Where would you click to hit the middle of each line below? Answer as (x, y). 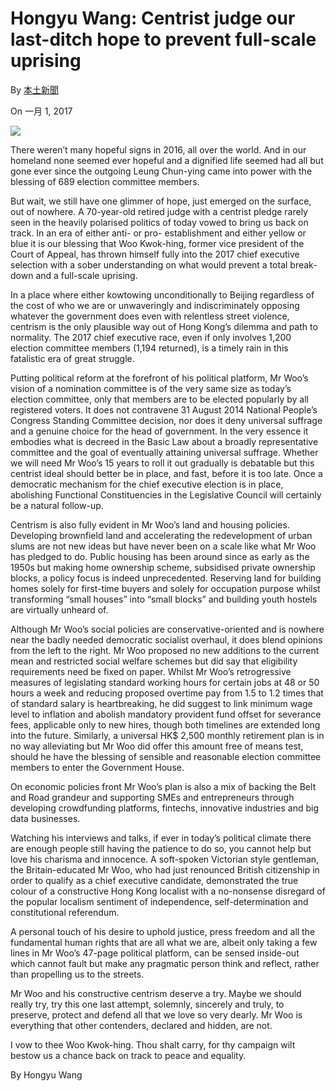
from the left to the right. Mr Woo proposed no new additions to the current (165, 650)
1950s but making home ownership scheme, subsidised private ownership (163, 567)
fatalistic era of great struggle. (72, 358)
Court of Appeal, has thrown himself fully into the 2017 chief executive (155, 254)
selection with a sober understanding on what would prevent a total (149, 264)
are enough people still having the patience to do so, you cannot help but (161, 848)
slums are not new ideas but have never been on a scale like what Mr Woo (163, 546)
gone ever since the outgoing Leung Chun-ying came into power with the (161, 171)
